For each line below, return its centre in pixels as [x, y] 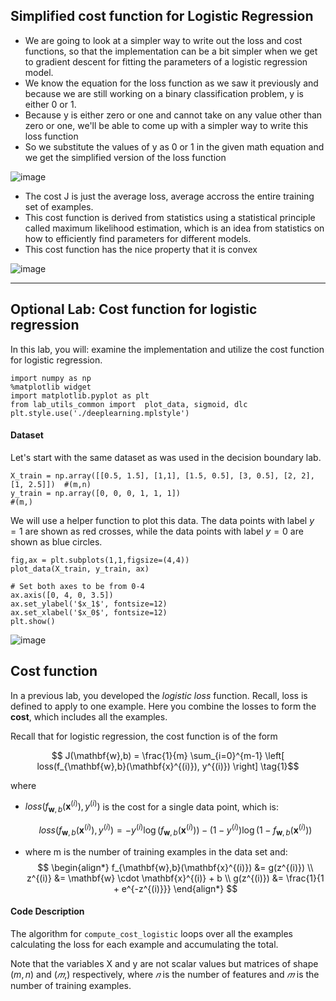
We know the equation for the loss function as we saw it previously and [171, 83]
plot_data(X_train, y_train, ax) [80, 569]
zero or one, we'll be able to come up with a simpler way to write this [166, 125]
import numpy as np [51, 378]
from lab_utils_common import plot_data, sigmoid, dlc [129, 404]
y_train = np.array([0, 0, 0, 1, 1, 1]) [96, 493]
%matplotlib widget [51, 387]
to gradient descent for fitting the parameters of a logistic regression [166, 61]
